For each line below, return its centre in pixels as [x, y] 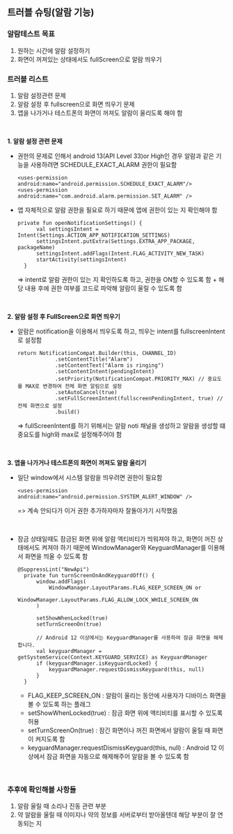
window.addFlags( [61, 581]
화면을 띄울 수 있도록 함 [56, 556]
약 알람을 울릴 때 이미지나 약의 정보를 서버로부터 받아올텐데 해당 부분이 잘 [116, 815]
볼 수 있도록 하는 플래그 [59, 704]
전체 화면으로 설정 [40, 406]
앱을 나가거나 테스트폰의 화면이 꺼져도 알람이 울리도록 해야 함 [100, 113]
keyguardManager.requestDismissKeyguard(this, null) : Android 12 [122, 748]
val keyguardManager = [69, 651]
